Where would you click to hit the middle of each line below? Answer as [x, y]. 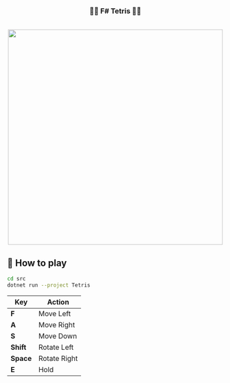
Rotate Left [56, 347]
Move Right [57, 324]
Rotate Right [58, 358]
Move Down [58, 335]
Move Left [54, 313]
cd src [16, 279]
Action [58, 302]
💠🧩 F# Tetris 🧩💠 [115, 11]
